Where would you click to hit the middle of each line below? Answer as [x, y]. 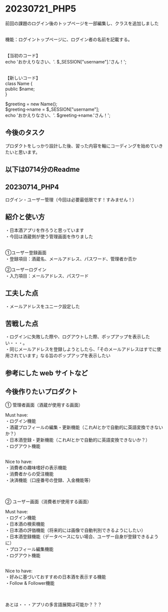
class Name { [19, 83]
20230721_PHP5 [41, 9]
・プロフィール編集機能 [29, 549]
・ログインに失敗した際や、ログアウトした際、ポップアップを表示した [78, 337]
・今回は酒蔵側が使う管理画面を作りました [49, 236]
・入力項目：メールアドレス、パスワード [47, 276]
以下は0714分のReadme [43, 169]
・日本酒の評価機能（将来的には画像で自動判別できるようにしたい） [75, 530]
